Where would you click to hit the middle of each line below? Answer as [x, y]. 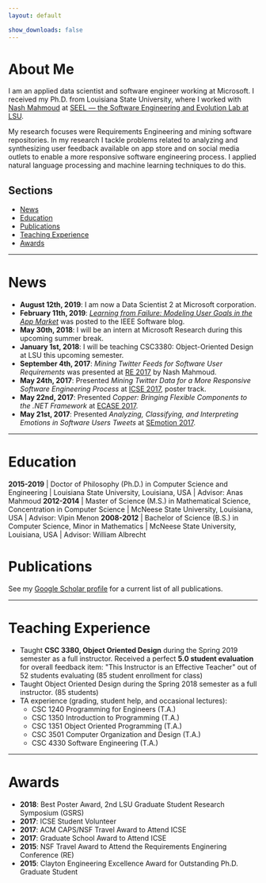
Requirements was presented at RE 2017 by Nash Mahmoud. [118, 372]
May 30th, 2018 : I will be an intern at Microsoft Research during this [131, 330]
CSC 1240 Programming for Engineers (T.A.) [104, 709]
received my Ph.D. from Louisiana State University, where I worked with [125, 99]
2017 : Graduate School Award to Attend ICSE [93, 838]
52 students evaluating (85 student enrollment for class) [111, 676]
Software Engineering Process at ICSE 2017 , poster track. [113, 389]
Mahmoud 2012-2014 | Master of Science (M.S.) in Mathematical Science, [129, 501]
